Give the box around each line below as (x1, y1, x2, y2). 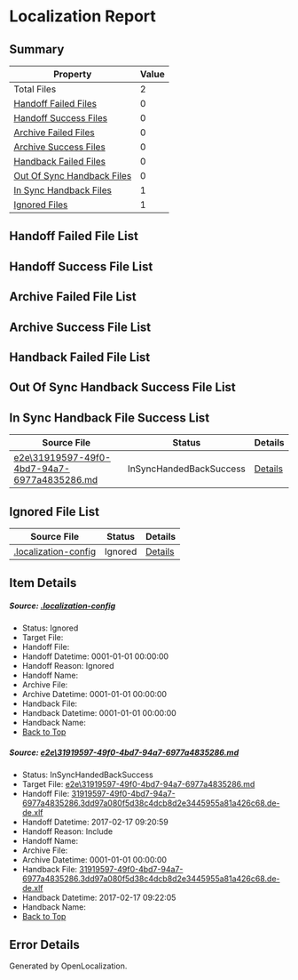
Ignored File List (9, 504, 100, 519)
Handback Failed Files (13, 156, 106, 167)
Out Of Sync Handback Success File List (9, 380, 237, 395)
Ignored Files (13, 198, 68, 211)
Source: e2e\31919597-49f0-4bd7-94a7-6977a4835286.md (9, 747, 239, 758)
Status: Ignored (21, 623, 79, 633)
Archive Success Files (13, 141, 106, 153)
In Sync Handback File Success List (9, 410, 210, 425)
